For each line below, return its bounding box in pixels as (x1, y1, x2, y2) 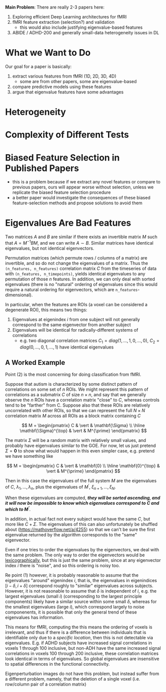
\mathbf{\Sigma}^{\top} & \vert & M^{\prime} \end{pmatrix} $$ (19, 428, 147, 434)
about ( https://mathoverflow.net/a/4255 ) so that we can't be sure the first (5, 526, 155, 532)
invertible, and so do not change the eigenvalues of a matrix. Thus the (5, 260, 148, 266)
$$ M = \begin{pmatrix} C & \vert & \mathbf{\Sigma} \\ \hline (21, 423, 145, 429)
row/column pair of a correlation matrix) (5, 681, 87, 687)
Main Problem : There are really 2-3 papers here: (5, 4, 105, 10)
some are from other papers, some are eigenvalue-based (19, 78, 137, 84)
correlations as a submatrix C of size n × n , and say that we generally (5, 392, 146, 398)
